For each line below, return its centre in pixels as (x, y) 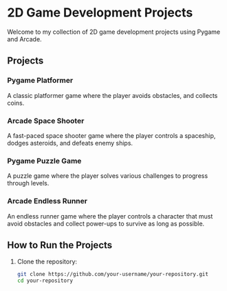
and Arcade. (25, 39)
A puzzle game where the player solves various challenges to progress (108, 176)
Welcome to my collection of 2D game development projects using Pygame (114, 32)
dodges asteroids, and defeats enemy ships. (70, 143)
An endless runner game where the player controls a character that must (110, 216)
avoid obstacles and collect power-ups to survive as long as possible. (106, 223)
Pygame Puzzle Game (44, 161)
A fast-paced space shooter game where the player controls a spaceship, (111, 135)
